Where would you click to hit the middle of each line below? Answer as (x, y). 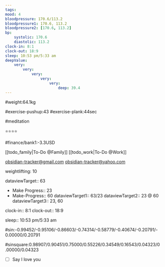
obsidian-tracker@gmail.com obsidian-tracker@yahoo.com (65, 162)
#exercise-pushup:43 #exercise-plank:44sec (51, 111)
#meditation (17, 121)
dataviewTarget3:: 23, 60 (37, 201)
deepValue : (16, 60)
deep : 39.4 (69, 88)
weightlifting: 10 (21, 171)
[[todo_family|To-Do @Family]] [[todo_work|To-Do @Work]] (66, 152)
